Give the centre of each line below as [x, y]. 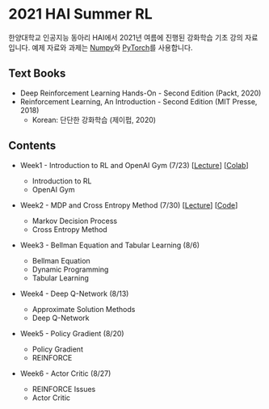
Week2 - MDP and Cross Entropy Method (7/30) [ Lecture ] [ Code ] [129, 205]
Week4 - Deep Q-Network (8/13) [74, 293]
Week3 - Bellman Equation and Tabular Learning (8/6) [110, 245]
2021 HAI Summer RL [80, 14]
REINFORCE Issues [64, 389]
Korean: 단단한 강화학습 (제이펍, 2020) [94, 120]
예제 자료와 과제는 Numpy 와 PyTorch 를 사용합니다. [112, 47]
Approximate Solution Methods [84, 309]
